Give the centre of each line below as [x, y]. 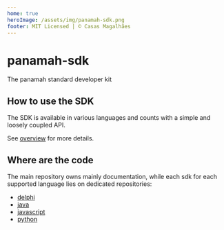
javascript [31, 211]
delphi [26, 197]
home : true [23, 13]
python [27, 219]
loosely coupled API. [36, 125]
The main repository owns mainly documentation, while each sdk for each [112, 176]
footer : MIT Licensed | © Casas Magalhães [69, 26]
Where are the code [50, 160]
